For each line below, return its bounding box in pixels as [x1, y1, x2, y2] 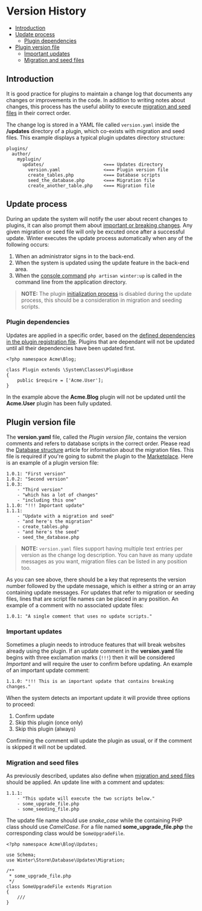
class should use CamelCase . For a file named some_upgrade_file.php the [6, 823, 193, 831]
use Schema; [6, 852, 36, 858]
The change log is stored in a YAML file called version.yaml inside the [6, 121, 180, 128]
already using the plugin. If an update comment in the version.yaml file [6, 647, 183, 655]
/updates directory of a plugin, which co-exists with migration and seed [6, 127, 185, 134]
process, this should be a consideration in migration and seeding [21, 296, 182, 304]
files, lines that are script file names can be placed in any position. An [6, 595, 179, 602]
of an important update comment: [6, 667, 90, 674]
